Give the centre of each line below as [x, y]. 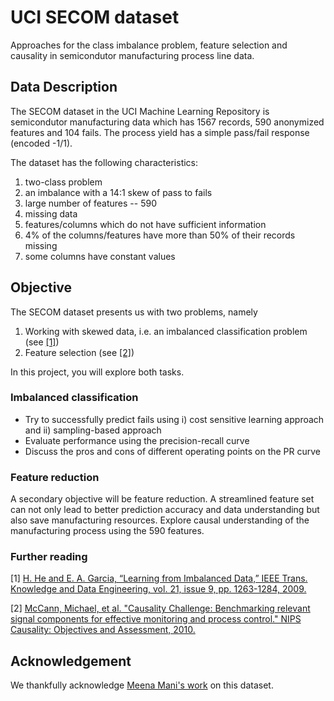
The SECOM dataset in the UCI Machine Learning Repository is [140, 111]
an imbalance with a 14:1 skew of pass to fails [118, 192]
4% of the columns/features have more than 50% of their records [160, 235]
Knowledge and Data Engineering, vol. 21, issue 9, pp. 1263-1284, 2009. [158, 589]
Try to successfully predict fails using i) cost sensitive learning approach [174, 419]
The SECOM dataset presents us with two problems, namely [134, 312]
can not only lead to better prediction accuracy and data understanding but [165, 510]
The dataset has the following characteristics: [104, 162]
